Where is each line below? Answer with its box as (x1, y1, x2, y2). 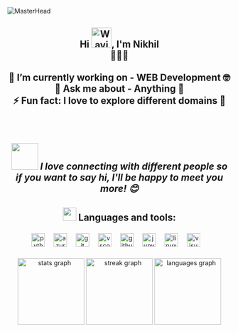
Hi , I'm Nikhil (79, 38, 160, 50)
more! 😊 (99, 183, 139, 195)
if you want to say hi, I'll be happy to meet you (15, 171, 224, 184)
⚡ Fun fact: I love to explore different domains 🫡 (13, 95, 226, 107)
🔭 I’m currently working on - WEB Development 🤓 (8, 72, 231, 84)
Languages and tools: (77, 211, 176, 223)
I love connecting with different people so (40, 161, 228, 173)
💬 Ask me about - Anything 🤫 (54, 82, 185, 95)
